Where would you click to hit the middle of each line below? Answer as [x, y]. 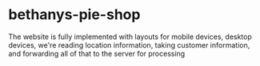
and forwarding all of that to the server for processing [97, 53]
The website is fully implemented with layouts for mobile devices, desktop [130, 37]
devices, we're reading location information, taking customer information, [129, 45]
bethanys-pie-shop [74, 15]
